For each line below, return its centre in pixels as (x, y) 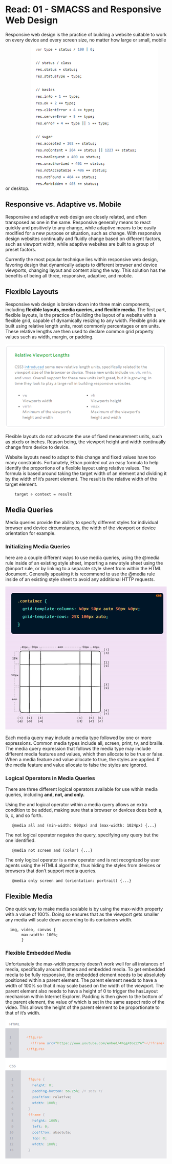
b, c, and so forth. (24, 815)
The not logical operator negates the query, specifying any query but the (82, 835)
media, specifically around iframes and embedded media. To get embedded (85, 969)
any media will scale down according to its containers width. (69, 919)
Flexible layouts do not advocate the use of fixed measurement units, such (84, 437)
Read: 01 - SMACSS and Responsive (83, 9)
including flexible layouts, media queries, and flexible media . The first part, (86, 309)
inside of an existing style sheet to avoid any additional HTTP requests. (80, 579)
